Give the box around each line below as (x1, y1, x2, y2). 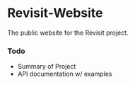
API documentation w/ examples (17, 69, 112, 79)
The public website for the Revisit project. (7, 28, 129, 37)
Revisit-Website (7, 5, 104, 21)
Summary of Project (17, 62, 76, 71)
